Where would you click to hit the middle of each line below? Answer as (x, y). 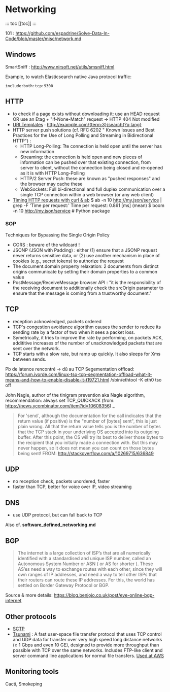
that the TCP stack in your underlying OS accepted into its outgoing (88, 432)
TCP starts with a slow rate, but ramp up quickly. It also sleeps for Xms (87, 354)
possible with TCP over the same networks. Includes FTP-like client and (88, 650)
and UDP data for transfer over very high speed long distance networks (87, 639)
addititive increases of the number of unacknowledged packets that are (87, 343)
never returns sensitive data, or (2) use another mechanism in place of (86, 255)
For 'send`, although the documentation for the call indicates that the (89, 416)
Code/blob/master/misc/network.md (43, 39)
